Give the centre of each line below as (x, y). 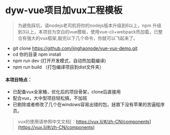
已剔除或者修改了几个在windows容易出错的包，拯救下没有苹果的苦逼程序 (89, 105)
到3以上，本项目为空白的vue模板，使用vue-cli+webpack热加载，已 (88, 31)
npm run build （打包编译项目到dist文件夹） (58, 67)
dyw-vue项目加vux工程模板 (64, 10)
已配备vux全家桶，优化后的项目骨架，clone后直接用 (66, 92)
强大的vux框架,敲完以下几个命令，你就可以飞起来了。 (82, 38)
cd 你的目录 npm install (37, 54)
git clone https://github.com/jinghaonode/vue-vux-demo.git (75, 48)
